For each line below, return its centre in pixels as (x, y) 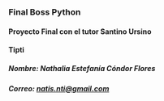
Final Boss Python (45, 12)
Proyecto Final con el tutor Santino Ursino (80, 32)
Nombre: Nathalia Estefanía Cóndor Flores (82, 68)
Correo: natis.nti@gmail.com (59, 89)
